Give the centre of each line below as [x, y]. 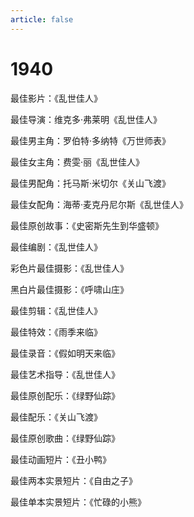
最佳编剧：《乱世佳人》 [56, 247]
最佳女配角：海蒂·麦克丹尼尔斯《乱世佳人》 [99, 204]
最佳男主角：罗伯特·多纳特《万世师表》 [91, 140]
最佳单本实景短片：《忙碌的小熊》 [78, 502]
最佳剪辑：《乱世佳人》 [56, 310]
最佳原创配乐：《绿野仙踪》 [65, 395]
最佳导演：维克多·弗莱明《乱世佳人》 [86, 119]
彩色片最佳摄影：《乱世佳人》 [69, 268]
